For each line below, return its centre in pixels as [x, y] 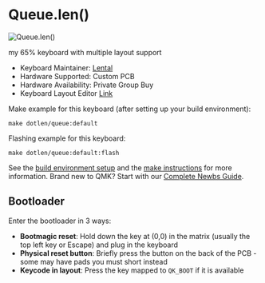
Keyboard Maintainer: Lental [66, 68]
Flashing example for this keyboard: [67, 138]
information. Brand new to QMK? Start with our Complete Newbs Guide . [126, 176]
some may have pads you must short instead [93, 261]
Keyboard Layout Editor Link [66, 93]
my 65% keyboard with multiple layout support [85, 52]
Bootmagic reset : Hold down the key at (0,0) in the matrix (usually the [135, 236]
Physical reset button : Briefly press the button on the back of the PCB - [138, 253]
